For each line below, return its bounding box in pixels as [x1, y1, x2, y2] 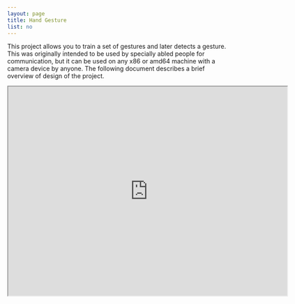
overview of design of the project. [7, 72, 105, 80]
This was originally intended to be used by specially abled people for [7, 50, 205, 58]
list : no [7, 23, 33, 30]
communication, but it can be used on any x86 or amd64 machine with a [7, 57, 215, 66]
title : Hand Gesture [7, 17, 68, 24]
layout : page [7, 10, 45, 17]
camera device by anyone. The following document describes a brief [7, 64, 205, 73]
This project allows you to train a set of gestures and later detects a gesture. [7, 43, 227, 51]
